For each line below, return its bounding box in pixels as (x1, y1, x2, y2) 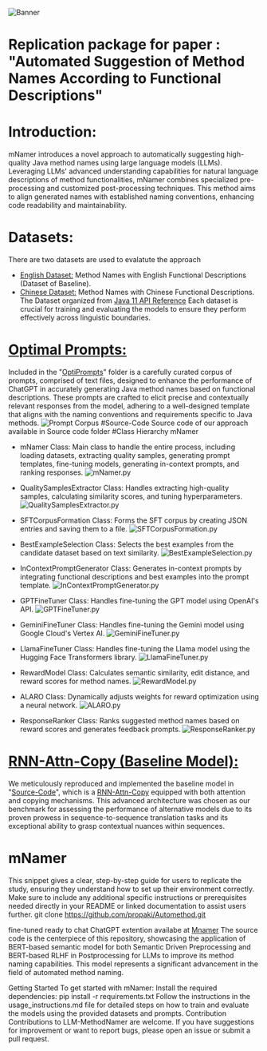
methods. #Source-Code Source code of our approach (8, 418, 249, 428)
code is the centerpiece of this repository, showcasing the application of (8, 934, 246, 943)
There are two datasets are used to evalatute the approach (8, 255, 202, 265)
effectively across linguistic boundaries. (19, 313, 151, 323)
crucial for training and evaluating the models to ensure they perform (19, 305, 247, 314)
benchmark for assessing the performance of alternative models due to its (8, 804, 253, 814)
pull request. (8, 1033, 49, 1043)
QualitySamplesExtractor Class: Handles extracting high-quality (19, 484, 230, 492)
